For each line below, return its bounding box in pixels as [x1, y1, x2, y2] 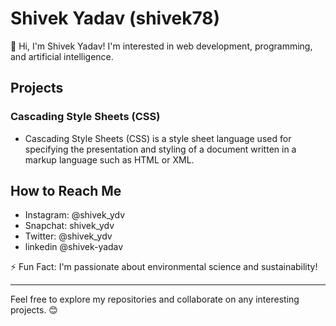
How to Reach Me [10, 183, 122, 200]
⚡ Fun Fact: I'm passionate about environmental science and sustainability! [10, 261, 318, 273]
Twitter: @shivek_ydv [24, 230, 113, 242]
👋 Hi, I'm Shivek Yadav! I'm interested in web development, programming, [10, 40, 313, 52]
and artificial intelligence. [10, 50, 114, 62]
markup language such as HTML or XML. [24, 153, 195, 166]
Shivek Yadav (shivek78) [10, 7, 221, 30]
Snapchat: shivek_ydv [24, 220, 115, 232]
